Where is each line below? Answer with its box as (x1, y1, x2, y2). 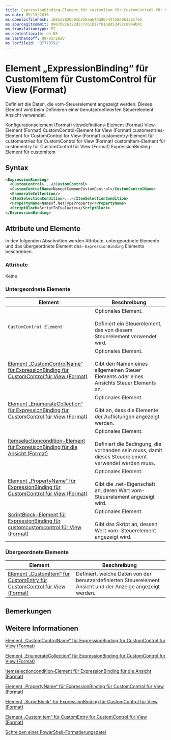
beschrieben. (5, 249, 33, 255)
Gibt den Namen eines (95, 360, 148, 367)
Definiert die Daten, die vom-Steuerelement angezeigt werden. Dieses (5, 101, 153, 107)
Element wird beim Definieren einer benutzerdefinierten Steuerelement (5, 106, 154, 113)
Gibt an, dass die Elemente (95, 406, 159, 414)
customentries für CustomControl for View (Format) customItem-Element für (5, 138, 166, 144)
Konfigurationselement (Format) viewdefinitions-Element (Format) (5, 122, 144, 128)
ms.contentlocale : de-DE (5, 31, 58, 36)
